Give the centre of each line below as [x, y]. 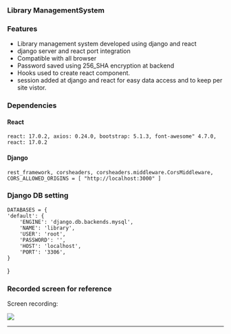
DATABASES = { [27, 210]
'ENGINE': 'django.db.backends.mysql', [77, 222]
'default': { [26, 216]
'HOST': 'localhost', [50, 246]
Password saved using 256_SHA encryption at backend [96, 66]
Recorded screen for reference [59, 289]
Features [22, 28]
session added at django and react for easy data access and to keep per [120, 81]
